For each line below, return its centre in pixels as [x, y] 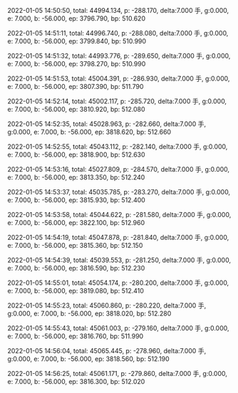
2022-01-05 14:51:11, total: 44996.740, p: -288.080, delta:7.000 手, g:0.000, [118, 33]
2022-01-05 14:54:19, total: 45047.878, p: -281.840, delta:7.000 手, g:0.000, [118, 237]
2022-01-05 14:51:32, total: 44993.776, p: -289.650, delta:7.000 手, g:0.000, [119, 56]
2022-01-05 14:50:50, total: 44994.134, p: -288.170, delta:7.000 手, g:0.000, [118, 10]
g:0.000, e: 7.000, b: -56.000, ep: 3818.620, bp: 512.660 [89, 132]
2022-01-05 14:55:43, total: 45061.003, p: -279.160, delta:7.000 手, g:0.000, [118, 328]
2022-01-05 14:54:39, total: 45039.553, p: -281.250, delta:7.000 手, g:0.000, [119, 260]
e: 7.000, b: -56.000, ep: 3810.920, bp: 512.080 [76, 109]
